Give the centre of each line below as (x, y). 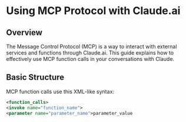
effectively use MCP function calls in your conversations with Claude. (90, 59)
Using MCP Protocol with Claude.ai (93, 11)
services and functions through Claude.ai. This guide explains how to (90, 53)
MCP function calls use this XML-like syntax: (60, 91)
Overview (24, 33)
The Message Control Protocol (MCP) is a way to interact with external (92, 46)
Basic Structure (35, 77)
